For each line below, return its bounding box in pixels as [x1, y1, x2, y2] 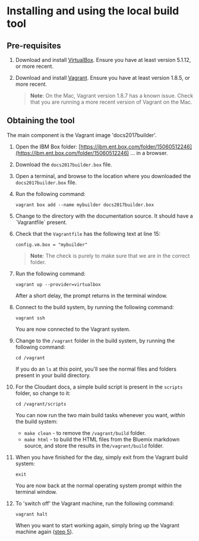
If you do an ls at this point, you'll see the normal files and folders [15, 365, 177, 372]
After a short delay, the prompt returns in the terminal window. [15, 292, 168, 299]
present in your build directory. [15, 371, 91, 379]
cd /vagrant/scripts [15, 401, 67, 407]
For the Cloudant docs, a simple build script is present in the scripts [15, 383, 183, 390]
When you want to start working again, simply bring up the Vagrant [15, 521, 180, 528]
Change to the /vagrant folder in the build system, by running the [15, 337, 175, 344]
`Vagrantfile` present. [15, 219, 68, 226]
